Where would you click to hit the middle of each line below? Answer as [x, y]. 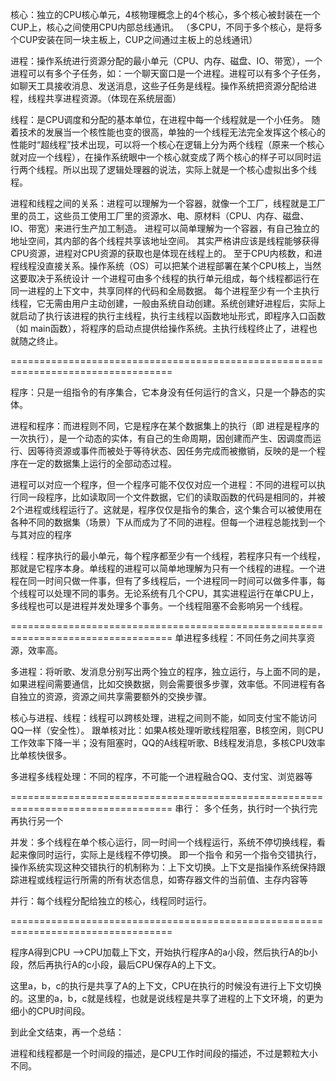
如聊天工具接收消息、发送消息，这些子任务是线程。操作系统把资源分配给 [159, 86]
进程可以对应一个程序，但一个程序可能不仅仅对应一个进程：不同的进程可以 [163, 484]
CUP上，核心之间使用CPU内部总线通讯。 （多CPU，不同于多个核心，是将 [162, 27]
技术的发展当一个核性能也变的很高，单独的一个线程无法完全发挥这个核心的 [172, 132]
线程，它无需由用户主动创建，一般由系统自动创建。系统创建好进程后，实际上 [168, 303]
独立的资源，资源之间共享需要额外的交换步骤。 [115, 696]
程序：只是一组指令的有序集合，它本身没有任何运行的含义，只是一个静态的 [163, 392]
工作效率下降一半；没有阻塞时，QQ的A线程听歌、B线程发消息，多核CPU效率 [168, 742]
